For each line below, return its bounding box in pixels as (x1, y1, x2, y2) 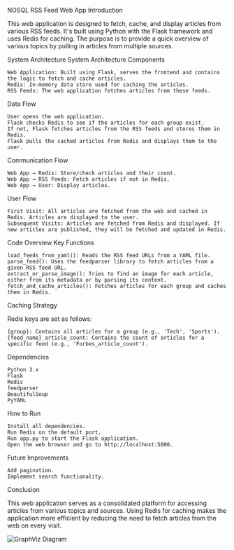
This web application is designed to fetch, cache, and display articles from (7, 20, 221, 27)
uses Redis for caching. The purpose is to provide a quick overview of (7, 34, 209, 43)
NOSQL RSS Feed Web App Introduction (7, 6, 124, 14)
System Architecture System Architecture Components (7, 55, 166, 64)
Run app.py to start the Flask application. (7, 435, 139, 442)
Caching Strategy (7, 301, 58, 309)
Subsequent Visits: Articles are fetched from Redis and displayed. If (7, 220, 220, 227)
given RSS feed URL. (7, 264, 68, 271)
